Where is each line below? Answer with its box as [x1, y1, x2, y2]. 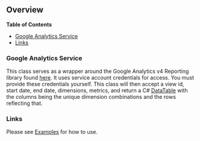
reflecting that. [6, 99, 43, 107]
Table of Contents [6, 20, 52, 28]
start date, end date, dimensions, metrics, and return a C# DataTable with [6, 87, 188, 94]
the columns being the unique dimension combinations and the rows [6, 93, 177, 101]
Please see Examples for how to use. [6, 128, 98, 136]
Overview [6, 5, 44, 15]
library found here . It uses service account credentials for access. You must [6, 74, 195, 81]
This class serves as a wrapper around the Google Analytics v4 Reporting [6, 67, 189, 75]
